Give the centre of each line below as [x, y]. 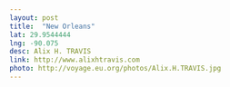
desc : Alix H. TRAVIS [50, 52]
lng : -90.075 [34, 43]
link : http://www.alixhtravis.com [75, 60]
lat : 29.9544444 [40, 34]
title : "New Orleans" [52, 26]
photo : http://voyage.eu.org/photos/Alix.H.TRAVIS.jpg [115, 69]
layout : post [34, 18]
